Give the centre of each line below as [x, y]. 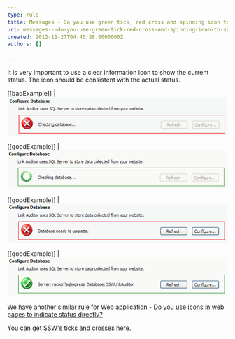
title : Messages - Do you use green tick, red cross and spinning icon [114, 22]
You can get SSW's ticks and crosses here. [69, 328]
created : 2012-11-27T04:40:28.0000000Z [65, 37]
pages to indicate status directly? [55, 314]
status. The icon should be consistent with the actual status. [94, 80]
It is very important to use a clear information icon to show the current [108, 72]
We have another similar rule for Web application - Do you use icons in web [116, 307]
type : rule [23, 15]
